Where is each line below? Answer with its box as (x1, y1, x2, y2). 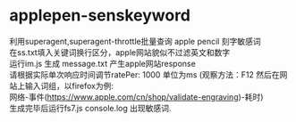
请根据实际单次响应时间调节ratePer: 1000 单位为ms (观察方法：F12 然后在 (9, 69, 280, 80)
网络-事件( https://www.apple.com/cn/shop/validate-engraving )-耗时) (9, 91, 264, 102)
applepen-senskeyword (9, 5, 190, 26)
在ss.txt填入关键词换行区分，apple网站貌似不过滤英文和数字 (9, 46, 231, 58)
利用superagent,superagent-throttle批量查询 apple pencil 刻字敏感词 (9, 36, 261, 46)
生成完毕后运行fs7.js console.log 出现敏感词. (9, 102, 172, 113)
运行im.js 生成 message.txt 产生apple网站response (9, 58, 197, 69)
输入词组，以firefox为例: (24, 80, 114, 91)
